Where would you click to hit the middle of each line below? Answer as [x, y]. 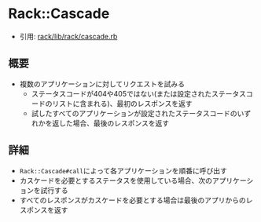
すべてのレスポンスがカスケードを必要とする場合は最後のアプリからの [132, 200]
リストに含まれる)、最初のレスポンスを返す [122, 104]
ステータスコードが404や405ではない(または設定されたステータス [138, 93]
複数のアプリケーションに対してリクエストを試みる [102, 84]
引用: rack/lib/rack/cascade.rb [68, 36]
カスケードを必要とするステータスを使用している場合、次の [116, 180]
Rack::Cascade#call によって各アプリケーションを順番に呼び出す [123, 170]
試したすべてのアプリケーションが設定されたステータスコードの [134, 113]
